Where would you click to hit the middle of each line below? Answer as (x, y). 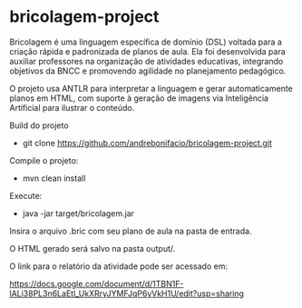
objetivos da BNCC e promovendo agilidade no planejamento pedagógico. (148, 71)
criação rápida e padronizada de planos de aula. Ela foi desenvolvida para (147, 51)
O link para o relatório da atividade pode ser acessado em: (119, 266)
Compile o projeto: (44, 160)
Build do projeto (39, 125)
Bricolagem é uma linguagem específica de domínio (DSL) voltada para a (146, 42)
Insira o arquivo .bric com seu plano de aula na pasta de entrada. (131, 231)
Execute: (26, 195)
